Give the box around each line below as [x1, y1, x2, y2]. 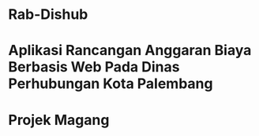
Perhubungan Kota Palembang [8, 75, 213, 93]
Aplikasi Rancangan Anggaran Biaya [8, 42, 252, 60]
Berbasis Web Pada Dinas [8, 58, 180, 76]
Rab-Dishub [8, 6, 88, 24]
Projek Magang [8, 111, 110, 129]
